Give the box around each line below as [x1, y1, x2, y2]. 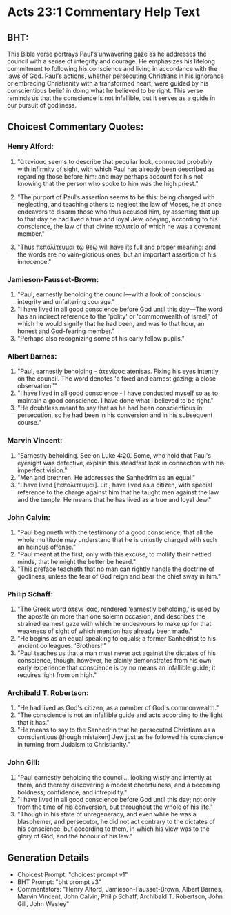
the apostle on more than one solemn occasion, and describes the [17, 612, 205, 621]
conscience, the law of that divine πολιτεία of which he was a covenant [17, 222, 221, 230]
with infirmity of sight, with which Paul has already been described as [17, 165, 215, 173]
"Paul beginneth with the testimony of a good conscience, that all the [17, 528, 214, 536]
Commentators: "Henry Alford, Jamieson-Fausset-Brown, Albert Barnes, [17, 885, 223, 893]
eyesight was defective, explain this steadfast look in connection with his [17, 459, 225, 467]
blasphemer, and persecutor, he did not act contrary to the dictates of [17, 817, 216, 825]
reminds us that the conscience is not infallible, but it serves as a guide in [7, 94, 216, 102]
